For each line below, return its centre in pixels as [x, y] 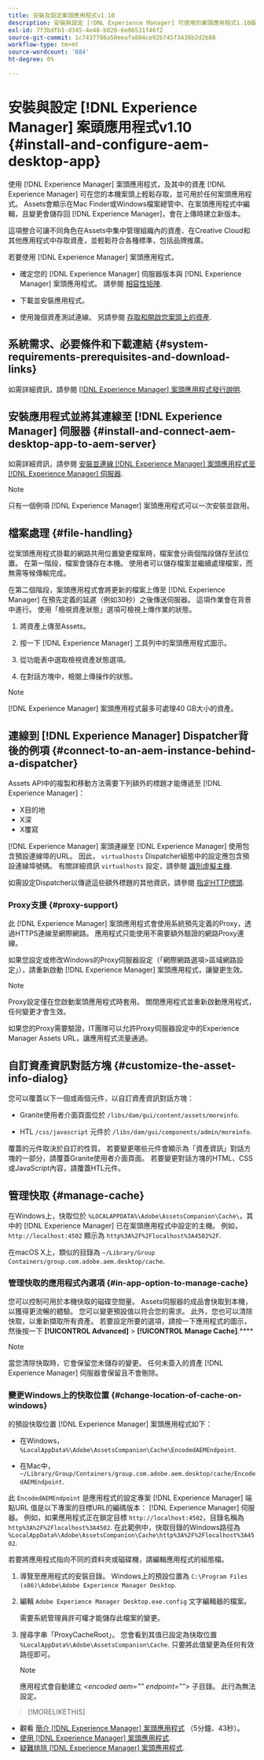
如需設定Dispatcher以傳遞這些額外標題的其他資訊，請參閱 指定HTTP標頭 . [126, 883]
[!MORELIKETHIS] [56, 1712]
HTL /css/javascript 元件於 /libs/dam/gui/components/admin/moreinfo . [136, 1132]
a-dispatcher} [43, 763]
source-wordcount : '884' [49, 52]
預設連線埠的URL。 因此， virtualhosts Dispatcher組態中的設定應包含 [128, 856]
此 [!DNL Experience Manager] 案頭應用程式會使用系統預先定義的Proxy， [126, 924]
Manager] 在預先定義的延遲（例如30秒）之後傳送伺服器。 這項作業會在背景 [130, 600]
